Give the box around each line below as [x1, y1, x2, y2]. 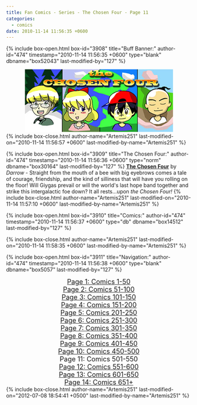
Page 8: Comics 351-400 [59, 332, 138, 340]
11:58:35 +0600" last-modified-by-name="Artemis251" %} [45, 242, 187, 249]
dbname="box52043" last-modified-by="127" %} [6, 58, 126, 65]
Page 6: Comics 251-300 [60, 316, 138, 325]
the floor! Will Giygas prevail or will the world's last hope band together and [6, 182, 189, 189]
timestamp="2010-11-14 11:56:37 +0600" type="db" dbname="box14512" [6, 218, 183, 225]
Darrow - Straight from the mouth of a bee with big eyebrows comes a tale [6, 169, 187, 176]
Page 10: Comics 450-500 [58, 347, 140, 356]
